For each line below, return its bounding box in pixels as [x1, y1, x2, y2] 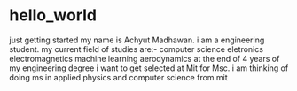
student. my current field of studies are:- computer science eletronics [9, 43, 264, 54]
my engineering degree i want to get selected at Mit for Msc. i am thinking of [9, 63, 289, 73]
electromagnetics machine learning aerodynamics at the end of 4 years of [9, 53, 280, 64]
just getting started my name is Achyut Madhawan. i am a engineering [9, 34, 265, 45]
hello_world [9, 5, 98, 26]
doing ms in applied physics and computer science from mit [9, 72, 228, 82]
